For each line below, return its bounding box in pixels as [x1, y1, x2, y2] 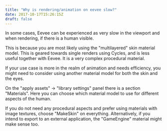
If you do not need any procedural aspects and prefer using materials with [5, 105, 158, 112]
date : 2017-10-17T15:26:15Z [5, 12, 64, 17]
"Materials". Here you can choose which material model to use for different [5, 90, 159, 97]
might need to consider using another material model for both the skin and [5, 70, 158, 76]
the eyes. [5, 75, 24, 82]
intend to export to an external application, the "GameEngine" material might [5, 116, 162, 122]
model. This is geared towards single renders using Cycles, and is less [5, 50, 150, 56]
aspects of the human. [5, 96, 51, 102]
